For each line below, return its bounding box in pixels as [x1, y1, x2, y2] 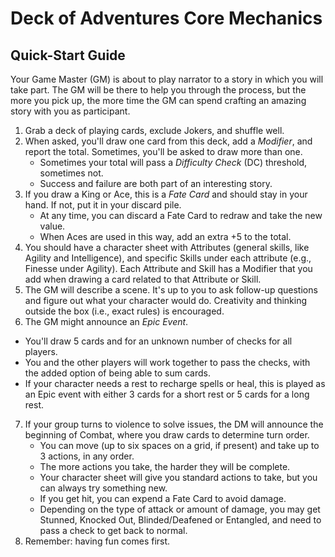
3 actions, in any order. [39, 450, 135, 462]
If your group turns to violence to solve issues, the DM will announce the [24, 418, 324, 430]
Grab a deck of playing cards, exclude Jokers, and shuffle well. [24, 125, 285, 136]
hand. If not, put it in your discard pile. [24, 199, 182, 211]
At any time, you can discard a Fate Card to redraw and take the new [39, 210, 323, 221]
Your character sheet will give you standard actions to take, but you [39, 472, 318, 483]
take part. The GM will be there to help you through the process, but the [10, 84, 307, 96]
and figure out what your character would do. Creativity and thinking [24, 295, 307, 306]
